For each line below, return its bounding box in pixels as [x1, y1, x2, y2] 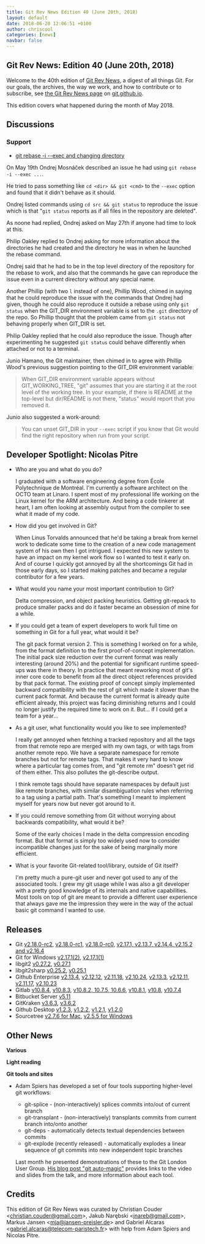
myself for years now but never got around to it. [15, 800, 136, 808]
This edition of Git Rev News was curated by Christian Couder [6, 1205, 163, 1213]
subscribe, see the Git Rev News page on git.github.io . [6, 90, 144, 97]
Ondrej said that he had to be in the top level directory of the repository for [6, 262, 195, 270]
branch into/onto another [24, 1120, 88, 1127]
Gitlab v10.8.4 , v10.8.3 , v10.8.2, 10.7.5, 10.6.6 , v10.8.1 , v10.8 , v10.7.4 [15, 987, 182, 994]
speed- [181, 660, 199, 667]
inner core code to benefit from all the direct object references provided [15, 673, 197, 681]
